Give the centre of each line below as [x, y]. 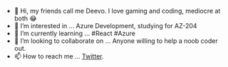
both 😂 [25, 18]
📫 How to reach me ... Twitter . [59, 56]
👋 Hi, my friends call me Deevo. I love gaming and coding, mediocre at [117, 11]
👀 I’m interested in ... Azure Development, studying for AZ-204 [105, 26]
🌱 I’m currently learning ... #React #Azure [74, 33]
